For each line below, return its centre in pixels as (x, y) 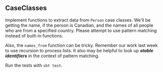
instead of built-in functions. (34, 36)
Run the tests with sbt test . (34, 65)
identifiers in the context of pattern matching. (52, 56)
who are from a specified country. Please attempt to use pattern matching (81, 30)
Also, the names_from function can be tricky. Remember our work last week (81, 45)
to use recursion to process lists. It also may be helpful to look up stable (79, 50)
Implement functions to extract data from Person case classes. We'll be (78, 20)
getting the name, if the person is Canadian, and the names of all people (79, 25)
